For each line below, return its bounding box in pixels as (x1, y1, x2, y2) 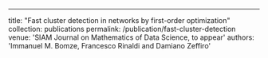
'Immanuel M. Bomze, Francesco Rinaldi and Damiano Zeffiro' (8, 41, 211, 50)
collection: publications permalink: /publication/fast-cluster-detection (8, 25, 236, 33)
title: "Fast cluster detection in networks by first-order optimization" (8, 16, 231, 25)
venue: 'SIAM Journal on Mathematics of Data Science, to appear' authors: (8, 33, 255, 42)
